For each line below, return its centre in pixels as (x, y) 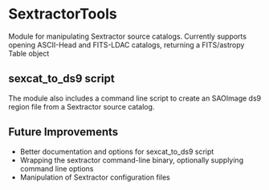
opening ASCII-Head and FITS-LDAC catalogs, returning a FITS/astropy (126, 44)
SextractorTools (63, 14)
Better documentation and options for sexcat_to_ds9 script (117, 151)
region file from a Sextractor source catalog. (82, 106)
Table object (29, 53)
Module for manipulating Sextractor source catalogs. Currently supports (128, 36)
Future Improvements (63, 132)
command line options (57, 168)
